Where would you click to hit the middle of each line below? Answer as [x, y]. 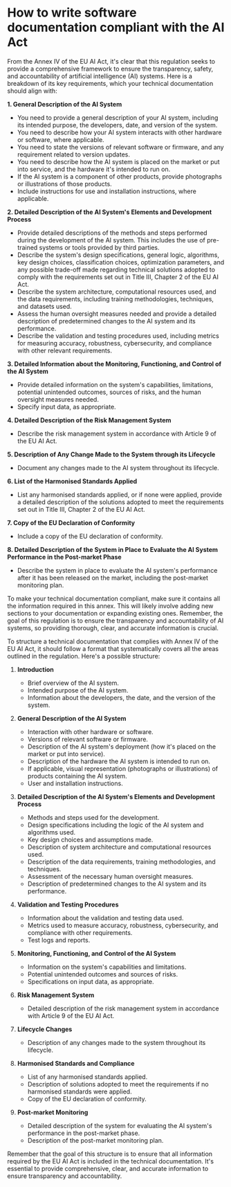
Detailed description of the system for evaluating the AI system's [120, 1125]
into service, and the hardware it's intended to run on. [94, 169]
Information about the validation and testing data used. [105, 918]
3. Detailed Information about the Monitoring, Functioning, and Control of [114, 364]
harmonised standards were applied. [80, 1091]
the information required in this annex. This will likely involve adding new [110, 606]
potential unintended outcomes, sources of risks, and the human [109, 392]
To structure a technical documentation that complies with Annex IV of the [113, 641]
